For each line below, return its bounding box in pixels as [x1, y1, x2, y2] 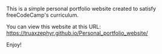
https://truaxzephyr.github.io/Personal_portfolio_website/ [6, 29, 148, 37]
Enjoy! [6, 41, 22, 48]
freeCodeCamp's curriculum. [6, 11, 79, 19]
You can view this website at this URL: [6, 23, 101, 30]
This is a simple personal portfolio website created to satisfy [6, 5, 156, 12]
